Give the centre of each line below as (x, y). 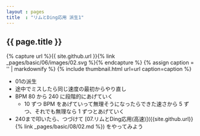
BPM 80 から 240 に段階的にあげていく (64, 96)
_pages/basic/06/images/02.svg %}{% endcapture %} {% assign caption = (100, 63)
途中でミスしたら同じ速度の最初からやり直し (71, 89)
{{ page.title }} (34, 42)
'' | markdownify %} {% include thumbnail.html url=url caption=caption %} (99, 69)
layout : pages (25, 12)
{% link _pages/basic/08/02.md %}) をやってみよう (79, 126)
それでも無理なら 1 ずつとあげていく (80, 111)
